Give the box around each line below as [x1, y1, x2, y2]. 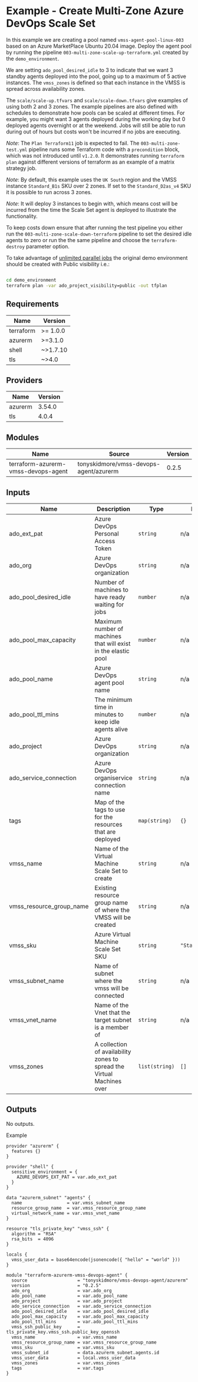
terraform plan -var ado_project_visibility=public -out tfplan [6, 282, 167, 289]
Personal [94, 530, 119, 538]
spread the [94, 1062, 125, 1070]
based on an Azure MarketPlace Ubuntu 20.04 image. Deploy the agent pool [6, 43, 192, 50]
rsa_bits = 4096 [11, 1236, 54, 1242]
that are [94, 828, 116, 836]
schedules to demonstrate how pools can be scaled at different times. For [6, 109, 185, 116]
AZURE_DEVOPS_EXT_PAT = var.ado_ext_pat [16, 1174, 117, 1180]
